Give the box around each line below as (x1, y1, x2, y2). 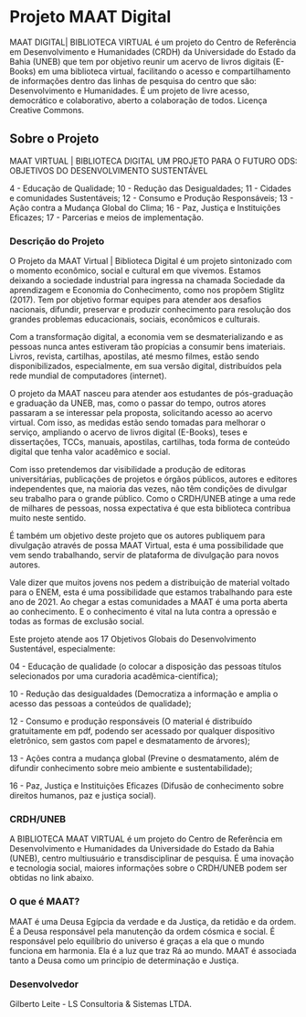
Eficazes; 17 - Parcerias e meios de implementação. (9, 212, 204, 223)
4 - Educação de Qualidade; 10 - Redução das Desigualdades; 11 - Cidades (9, 183, 292, 194)
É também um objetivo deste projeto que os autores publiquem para (9, 530, 266, 541)
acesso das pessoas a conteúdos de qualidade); (9, 698, 192, 709)
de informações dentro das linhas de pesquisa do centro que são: (9, 75, 258, 86)
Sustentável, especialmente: (9, 643, 116, 654)
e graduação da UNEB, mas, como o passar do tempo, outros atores (9, 397, 267, 408)
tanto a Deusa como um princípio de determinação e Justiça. (9, 955, 239, 966)
